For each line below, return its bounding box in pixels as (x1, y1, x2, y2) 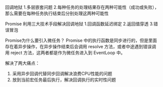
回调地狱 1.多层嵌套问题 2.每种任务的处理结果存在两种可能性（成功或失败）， (5, 4, 159, 10)
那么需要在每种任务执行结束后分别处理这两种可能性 (5, 10, 109, 16)
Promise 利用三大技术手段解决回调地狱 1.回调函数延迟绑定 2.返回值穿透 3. (5, 21, 154, 27)
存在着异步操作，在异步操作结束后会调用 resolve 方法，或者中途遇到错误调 (5, 44, 157, 49)
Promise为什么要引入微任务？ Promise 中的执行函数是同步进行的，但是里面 (5, 37, 158, 43)
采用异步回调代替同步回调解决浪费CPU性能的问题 (12, 71, 112, 76)
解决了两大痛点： (5, 60, 40, 66)
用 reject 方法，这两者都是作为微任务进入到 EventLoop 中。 (5, 50, 126, 56)
